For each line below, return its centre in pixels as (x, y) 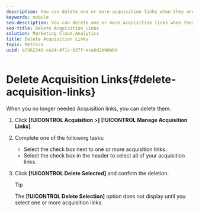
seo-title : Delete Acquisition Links (53, 28)
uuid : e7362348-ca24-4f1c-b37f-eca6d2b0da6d (62, 50)
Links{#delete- (139, 79)
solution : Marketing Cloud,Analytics (53, 34)
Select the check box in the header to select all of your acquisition (104, 155)
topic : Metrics (25, 45)
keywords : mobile (28, 17)
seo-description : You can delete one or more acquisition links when (94, 23)
